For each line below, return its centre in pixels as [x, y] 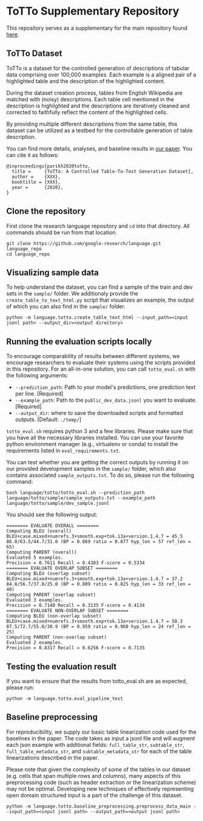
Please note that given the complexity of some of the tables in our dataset [98, 769]
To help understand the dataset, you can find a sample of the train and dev [99, 287]
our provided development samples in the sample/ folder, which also [91, 469]
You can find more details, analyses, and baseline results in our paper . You [99, 148]
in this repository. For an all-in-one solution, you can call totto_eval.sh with [101, 369]
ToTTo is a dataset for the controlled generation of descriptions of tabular [98, 68]
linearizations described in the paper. [53, 757]
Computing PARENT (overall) [42, 552]
